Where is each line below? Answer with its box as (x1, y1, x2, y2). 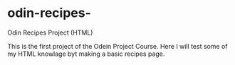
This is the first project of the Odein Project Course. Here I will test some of (7, 42, 228, 50)
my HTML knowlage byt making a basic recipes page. (7, 49, 165, 58)
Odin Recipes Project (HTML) (7, 28, 93, 37)
